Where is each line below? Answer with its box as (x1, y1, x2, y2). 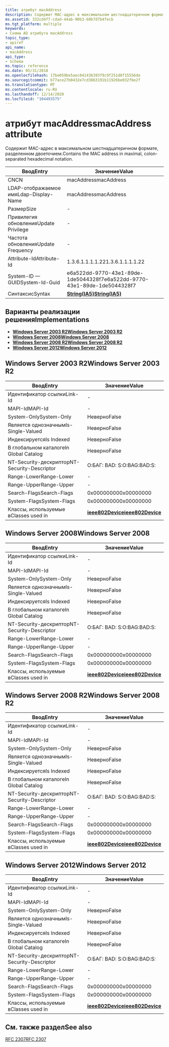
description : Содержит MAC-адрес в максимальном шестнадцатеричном (5, 12, 150, 17)
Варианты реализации (5, 308, 80, 316)
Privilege (8, 226, 29, 233)
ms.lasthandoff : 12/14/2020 (5, 92, 64, 97)
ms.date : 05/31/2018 (5, 68, 49, 73)
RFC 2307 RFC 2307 (5, 1036, 47, 1042)
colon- (144, 151, 158, 157)
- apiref (5, 40, 24, 45)
